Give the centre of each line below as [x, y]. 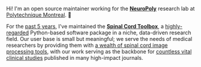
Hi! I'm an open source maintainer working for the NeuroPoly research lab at [100, 9]
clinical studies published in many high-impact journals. [75, 58]
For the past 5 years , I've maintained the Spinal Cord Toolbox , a [85, 26]
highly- [174, 26]
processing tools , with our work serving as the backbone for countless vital [99, 52]
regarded [17, 33]
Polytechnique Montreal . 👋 [39, 15]
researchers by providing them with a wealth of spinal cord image [87, 45]
